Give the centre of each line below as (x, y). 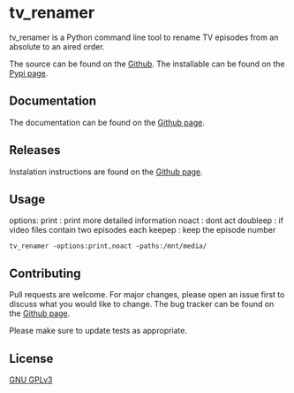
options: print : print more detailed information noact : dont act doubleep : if (147, 220)
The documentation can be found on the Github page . (107, 122)
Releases (35, 150)
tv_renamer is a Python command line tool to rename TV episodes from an (144, 37)
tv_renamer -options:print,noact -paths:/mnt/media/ (108, 246)
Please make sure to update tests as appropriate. (98, 331)
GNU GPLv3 (31, 380)
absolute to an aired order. (57, 46)
